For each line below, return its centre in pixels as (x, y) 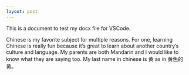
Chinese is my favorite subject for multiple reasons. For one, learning (90, 39)
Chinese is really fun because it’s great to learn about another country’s (92, 46)
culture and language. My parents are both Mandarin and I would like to (92, 52)
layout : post (22, 11)
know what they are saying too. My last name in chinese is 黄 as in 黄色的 (95, 59)
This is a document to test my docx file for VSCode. (68, 28)
